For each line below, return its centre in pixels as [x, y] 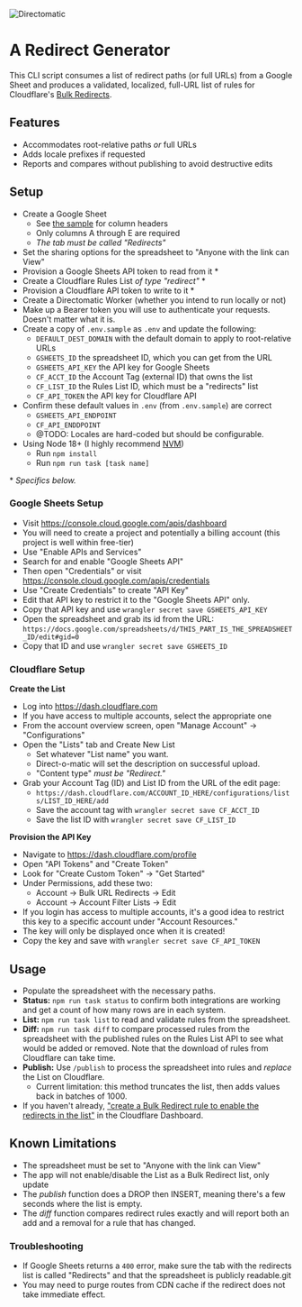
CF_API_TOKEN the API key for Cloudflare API [116, 396]
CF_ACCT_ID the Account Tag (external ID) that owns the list [144, 376]
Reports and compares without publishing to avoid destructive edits [147, 163]
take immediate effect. [64, 1294]
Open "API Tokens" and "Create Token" [95, 864]
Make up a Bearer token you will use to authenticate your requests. [146, 309]
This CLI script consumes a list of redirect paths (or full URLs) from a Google [151, 75]
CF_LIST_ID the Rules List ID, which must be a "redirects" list [147, 386]
